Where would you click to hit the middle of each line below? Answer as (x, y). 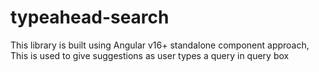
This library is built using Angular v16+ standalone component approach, (160, 45)
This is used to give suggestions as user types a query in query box (150, 55)
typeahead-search (90, 17)
